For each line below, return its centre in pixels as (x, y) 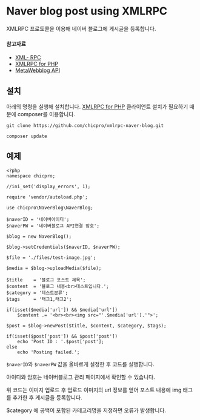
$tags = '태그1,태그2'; (39, 299)
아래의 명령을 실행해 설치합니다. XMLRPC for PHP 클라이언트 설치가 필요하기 (97, 107)
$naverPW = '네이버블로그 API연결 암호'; (53, 226)
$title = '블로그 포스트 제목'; (46, 280)
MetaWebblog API (38, 70)
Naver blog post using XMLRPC (87, 11)
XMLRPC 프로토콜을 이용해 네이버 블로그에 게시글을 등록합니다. (81, 28)
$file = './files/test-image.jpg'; (51, 258)
